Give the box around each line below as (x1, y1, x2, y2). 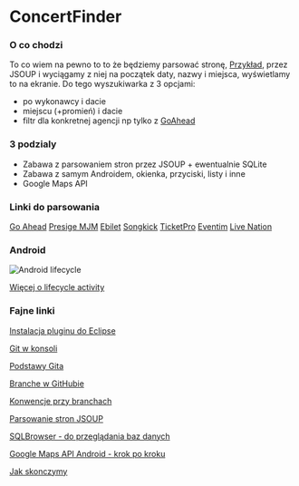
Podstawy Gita (9, 360, 64, 371)
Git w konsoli (9, 343, 58, 354)
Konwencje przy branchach (9, 395, 112, 406)
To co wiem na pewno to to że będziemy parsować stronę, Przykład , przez (9, 59, 288, 70)
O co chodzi (9, 39, 63, 52)
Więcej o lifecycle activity (9, 282, 105, 293)
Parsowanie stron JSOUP (9, 413, 104, 423)
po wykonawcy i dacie (22, 96, 107, 107)
